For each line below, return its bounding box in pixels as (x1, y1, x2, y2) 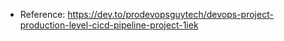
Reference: (19, 9, 66, 20)
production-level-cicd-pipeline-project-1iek (19, 19, 199, 31)
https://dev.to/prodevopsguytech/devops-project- (67, 9, 274, 20)
